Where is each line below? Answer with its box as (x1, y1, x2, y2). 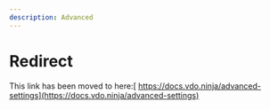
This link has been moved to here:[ (9, 81, 136, 91)
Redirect (9, 51, 74, 71)
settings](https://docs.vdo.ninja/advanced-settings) (9, 90, 200, 100)
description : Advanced (9, 12, 94, 22)
